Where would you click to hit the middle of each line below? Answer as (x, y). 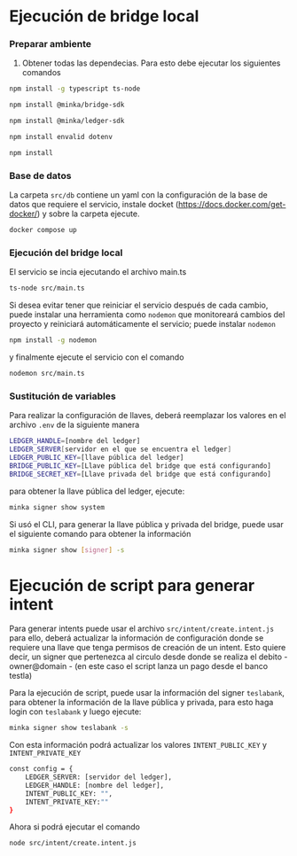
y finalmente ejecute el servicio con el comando (97, 357)
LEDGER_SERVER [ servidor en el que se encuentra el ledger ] (121, 449)
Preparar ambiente (50, 44)
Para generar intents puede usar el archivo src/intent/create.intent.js (142, 629)
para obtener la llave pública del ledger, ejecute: (97, 491)
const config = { (41, 769)
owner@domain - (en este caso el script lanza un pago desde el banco (139, 666)
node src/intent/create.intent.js (73, 844)
